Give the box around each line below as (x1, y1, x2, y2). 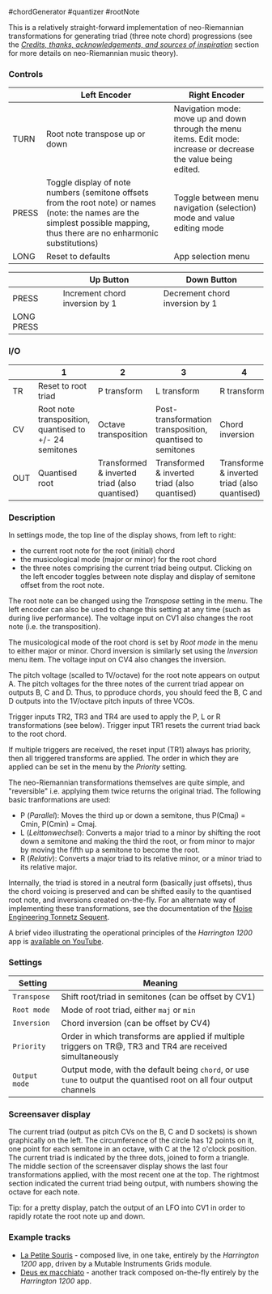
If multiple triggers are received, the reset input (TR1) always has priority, (8, 744, 252, 754)
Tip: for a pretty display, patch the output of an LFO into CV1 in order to (8, 1202, 245, 1213)
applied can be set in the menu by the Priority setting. (8, 761, 188, 772)
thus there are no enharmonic (45, 228, 159, 239)
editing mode (173, 223, 224, 234)
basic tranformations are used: (8, 794, 111, 804)
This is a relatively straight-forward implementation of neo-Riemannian (8, 23, 244, 32)
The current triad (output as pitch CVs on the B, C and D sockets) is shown (8, 1127, 257, 1137)
